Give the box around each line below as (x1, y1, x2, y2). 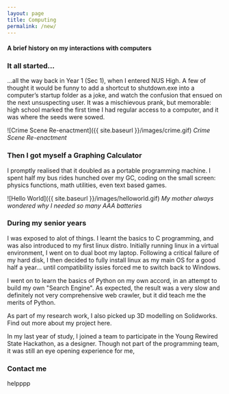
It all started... (7, 61, 55, 71)
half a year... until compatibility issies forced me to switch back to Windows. (7, 263, 221, 271)
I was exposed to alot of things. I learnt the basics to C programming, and (7, 234, 214, 242)
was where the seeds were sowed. (7, 113, 105, 121)
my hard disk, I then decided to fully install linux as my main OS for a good (7, 256, 216, 264)
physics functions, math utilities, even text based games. (7, 181, 167, 189)
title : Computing (7, 16, 57, 23)
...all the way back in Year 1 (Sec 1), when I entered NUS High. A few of (7, 77, 206, 85)
